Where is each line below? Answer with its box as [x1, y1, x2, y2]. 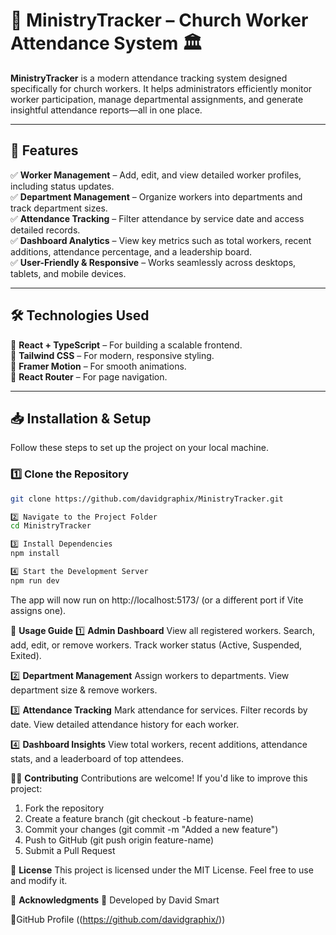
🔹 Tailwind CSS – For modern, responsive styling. [10, 349, 215, 361]
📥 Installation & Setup [10, 410, 152, 427]
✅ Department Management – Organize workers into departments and [10, 190, 303, 203]
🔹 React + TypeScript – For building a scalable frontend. [10, 339, 243, 351]
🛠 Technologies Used [10, 307, 150, 324]
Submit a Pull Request [24, 844, 116, 856]
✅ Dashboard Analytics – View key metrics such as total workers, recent [10, 234, 312, 246]
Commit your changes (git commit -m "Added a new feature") [24, 823, 279, 835]
